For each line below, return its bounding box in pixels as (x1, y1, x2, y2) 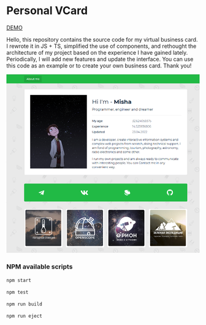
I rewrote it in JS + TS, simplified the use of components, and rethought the (6, 42, 197, 50)
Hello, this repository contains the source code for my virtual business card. (6, 36, 198, 43)
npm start (6, 277, 32, 283)
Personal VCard (6, 4, 88, 18)
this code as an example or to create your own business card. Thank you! (6, 62, 192, 69)
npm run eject (6, 313, 43, 319)
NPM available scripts (6, 262, 73, 270)
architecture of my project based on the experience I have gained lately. (6, 48, 188, 56)
